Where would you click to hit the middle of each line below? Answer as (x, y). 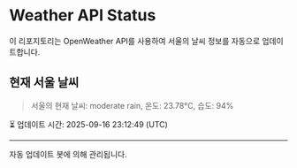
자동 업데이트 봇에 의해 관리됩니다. (68, 154)
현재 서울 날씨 (44, 83)
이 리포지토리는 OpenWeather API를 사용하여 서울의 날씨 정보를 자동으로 (135, 41)
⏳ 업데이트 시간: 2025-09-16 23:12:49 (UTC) (88, 124)
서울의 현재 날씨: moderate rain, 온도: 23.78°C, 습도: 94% (132, 105)
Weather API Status (83, 15)
